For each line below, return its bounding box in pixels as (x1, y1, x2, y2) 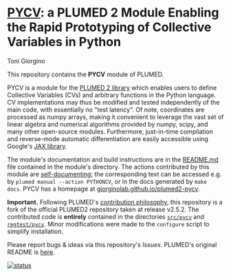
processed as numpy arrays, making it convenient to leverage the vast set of (7, 112, 224, 121)
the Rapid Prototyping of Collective (7, 19, 212, 35)
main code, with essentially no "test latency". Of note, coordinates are (7, 105, 205, 114)
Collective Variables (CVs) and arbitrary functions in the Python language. (7, 91, 217, 99)
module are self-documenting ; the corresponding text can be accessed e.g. (7, 170, 222, 178)
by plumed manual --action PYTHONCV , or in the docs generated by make (7, 177, 208, 185)
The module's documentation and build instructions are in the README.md (7, 155, 219, 163)
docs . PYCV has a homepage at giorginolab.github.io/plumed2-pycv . (7, 184, 200, 193)
